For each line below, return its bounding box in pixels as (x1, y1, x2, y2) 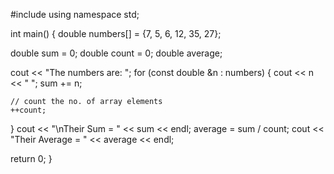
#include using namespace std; (10, 9, 140, 20)
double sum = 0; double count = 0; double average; (10, 47, 223, 59)
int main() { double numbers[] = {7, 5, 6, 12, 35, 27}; (10, 28, 222, 39)
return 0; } (10, 153, 53, 164)
